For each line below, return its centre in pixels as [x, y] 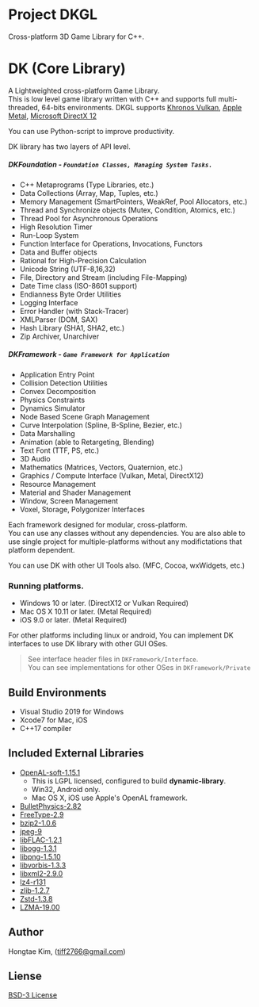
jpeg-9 [30, 831]
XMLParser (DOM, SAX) [59, 320]
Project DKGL [53, 15]
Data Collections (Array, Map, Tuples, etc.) [89, 193]
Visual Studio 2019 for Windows [72, 711]
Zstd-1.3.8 [36, 898]
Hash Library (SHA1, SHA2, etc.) [72, 327]
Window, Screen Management [69, 500]
